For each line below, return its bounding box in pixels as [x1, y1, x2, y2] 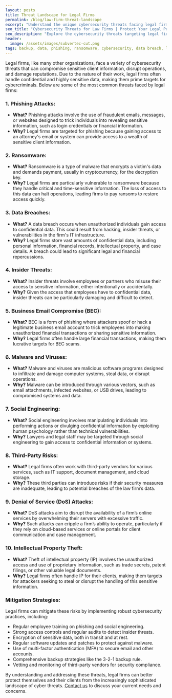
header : [5, 36, 22, 42]
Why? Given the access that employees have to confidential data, [12, 289, 152, 295]
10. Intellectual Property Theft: [5, 544, 83, 552]
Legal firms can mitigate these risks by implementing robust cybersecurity [5, 608, 162, 614]
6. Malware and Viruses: [5, 354, 68, 361]
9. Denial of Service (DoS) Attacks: [5, 498, 93, 505]
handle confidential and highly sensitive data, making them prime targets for [5, 76, 166, 82]
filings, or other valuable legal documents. [12, 567, 101, 573]
